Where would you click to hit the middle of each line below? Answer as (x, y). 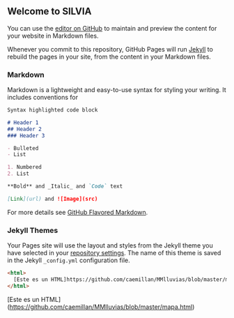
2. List (18, 174)
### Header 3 (26, 135)
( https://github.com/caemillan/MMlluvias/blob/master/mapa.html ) (101, 307)
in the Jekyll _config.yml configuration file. (69, 260)
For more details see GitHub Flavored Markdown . (78, 212)
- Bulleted (23, 148)
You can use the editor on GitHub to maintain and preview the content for (112, 28)
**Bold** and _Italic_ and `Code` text (65, 187)
